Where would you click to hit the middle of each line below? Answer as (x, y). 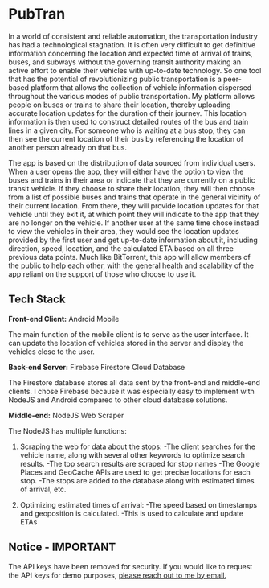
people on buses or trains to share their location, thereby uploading (120, 105)
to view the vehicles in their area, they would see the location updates (124, 231)
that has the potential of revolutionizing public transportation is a (115, 79)
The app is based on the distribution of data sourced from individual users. (132, 162)
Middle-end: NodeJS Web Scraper (66, 415)
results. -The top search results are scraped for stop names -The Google (140, 463)
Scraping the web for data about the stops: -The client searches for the (137, 446)
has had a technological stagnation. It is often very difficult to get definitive (132, 44)
